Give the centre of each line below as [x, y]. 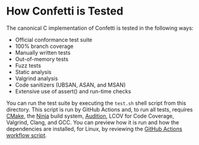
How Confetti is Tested [65, 11]
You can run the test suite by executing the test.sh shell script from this [96, 103]
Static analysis [33, 72]
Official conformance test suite [54, 39]
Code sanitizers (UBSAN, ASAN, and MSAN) [70, 85]
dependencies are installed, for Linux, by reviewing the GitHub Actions [94, 129]
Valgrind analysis [36, 78]
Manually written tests [43, 52]
